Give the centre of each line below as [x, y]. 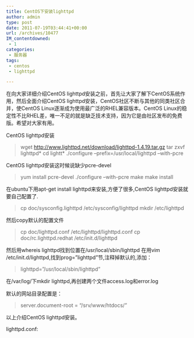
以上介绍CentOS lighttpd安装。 [43, 318]
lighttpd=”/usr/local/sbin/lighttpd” [60, 269]
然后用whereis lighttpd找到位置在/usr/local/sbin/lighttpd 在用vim [83, 250]
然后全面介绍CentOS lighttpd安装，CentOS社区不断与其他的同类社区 [98, 101]
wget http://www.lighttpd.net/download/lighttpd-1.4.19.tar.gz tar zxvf [103, 147]
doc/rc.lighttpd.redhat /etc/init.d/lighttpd [69, 238]
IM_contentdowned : [28, 39]
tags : [13, 60]
